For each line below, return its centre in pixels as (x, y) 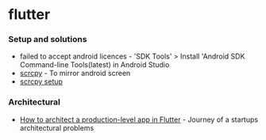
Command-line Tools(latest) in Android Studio (94, 65)
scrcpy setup (41, 81)
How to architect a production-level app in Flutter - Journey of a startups (139, 119)
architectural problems (57, 127)
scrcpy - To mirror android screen (75, 74)
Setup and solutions (48, 40)
